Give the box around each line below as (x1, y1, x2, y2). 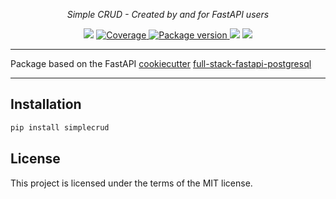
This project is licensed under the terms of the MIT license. (10, 177, 253, 189)
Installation (10, 96, 82, 113)
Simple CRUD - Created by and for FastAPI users (66, 9, 270, 20)
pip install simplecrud (10, 122, 110, 133)
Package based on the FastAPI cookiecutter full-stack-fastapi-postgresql (10, 58, 312, 69)
